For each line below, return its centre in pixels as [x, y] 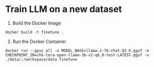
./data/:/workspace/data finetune [41, 59]
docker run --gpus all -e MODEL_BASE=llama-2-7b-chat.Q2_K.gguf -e [77, 50]
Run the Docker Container [39, 41]
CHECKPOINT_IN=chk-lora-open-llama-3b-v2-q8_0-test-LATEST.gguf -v [77, 55]
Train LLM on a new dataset [63, 9]
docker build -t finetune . [35, 32]
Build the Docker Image [37, 23]
